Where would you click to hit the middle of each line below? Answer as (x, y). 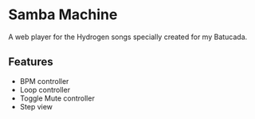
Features (31, 62)
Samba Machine (63, 15)
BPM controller (44, 81)
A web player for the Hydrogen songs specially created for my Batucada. (128, 37)
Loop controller (45, 89)
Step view (36, 106)
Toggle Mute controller (57, 98)
